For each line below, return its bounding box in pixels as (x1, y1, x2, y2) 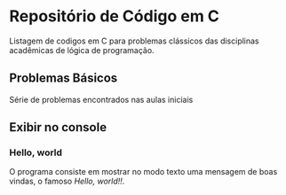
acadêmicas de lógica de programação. (9, 44, 155, 55)
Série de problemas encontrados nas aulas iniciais (9, 94, 194, 105)
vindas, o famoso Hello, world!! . (9, 175, 125, 187)
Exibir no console (9, 120, 107, 135)
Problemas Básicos (9, 71, 118, 86)
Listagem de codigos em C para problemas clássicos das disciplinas (9, 35, 259, 46)
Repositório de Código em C (9, 6, 220, 27)
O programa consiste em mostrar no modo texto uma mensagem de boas (9, 167, 278, 177)
